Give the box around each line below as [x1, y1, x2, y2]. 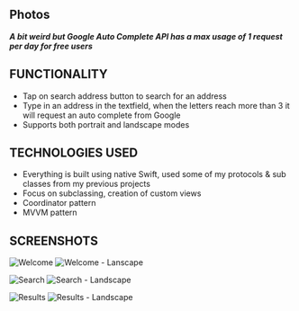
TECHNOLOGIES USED [9, 146, 138, 161]
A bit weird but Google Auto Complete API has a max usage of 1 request [9, 31, 284, 41]
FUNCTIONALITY [9, 67, 108, 82]
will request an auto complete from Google [22, 110, 181, 120]
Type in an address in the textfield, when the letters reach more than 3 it [22, 100, 290, 111]
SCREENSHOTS [9, 233, 99, 248]
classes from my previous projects [22, 179, 151, 190]
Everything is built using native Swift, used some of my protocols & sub [22, 169, 286, 180]
